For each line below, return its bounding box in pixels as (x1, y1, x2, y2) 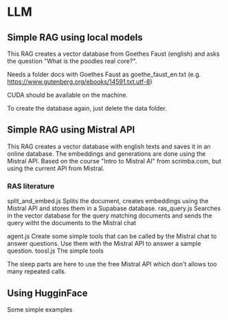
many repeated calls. (7, 267, 67, 275)
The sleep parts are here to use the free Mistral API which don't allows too (7, 260, 218, 268)
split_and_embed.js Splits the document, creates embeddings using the (7, 197, 209, 205)
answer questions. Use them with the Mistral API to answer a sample (7, 240, 201, 248)
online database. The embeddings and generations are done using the (7, 149, 206, 158)
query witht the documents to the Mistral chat (7, 219, 137, 227)
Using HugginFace (7, 287, 88, 299)
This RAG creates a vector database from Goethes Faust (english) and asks (7, 49, 220, 58)
